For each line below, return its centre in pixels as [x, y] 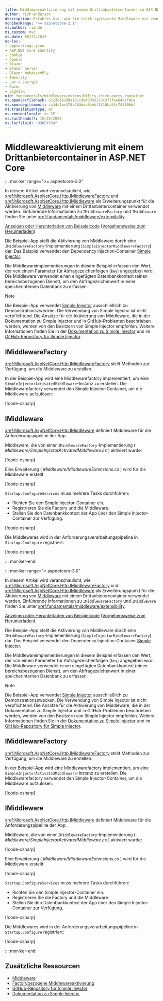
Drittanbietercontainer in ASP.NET [76, 157]
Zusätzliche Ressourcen [42, 966]
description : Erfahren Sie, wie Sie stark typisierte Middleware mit [77, 19]
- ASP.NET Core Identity [30, 50]
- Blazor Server [21, 69]
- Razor [13, 87]
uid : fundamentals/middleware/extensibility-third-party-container [75, 96]
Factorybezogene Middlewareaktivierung [53, 983]
